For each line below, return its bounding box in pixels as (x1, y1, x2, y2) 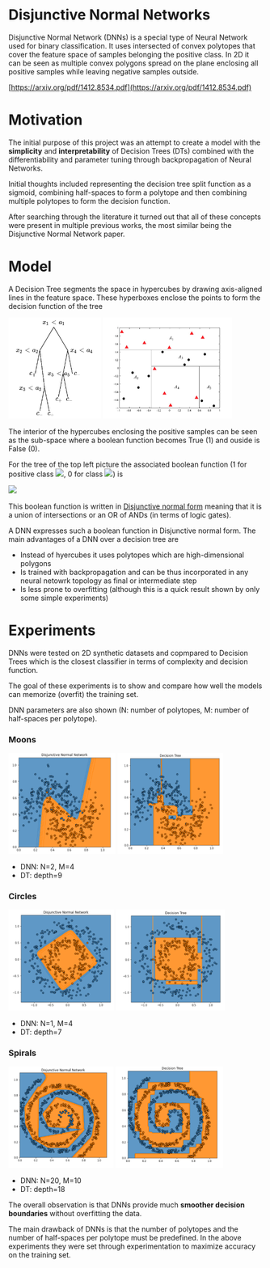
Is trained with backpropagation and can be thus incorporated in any (19, 567, 249, 577)
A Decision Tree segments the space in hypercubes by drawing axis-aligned (8, 284, 263, 294)
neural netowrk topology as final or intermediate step (19, 576, 197, 585)
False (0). (8, 443, 40, 454)
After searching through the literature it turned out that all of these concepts (8, 212, 261, 222)
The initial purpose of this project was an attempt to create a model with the (8, 137, 261, 147)
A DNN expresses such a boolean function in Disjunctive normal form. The (8, 526, 256, 535)
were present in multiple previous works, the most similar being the (8, 220, 232, 230)
